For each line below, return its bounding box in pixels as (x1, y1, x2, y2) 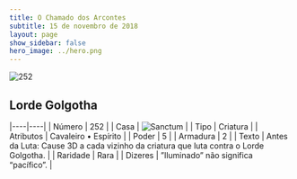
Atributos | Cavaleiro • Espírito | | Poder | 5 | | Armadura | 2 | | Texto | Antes (9, 130, 289, 141)
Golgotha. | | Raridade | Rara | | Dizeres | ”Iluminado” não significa (9, 149, 253, 160)
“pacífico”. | (9, 159, 53, 170)
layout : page (9, 30, 58, 39)
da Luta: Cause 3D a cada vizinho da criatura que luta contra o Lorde (9, 140, 265, 151)
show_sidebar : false (9, 38, 87, 48)
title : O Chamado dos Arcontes (9, 13, 127, 22)
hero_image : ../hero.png (9, 47, 102, 56)
